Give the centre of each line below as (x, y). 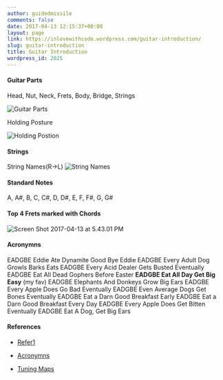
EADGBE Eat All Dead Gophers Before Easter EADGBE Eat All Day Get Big (111, 274)
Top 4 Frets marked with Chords (54, 213)
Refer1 (26, 342)
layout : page (26, 33)
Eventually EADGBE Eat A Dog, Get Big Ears (69, 311)
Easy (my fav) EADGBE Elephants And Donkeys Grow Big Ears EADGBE (108, 282)
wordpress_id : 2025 (35, 59)
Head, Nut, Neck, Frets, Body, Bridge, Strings (71, 95)
